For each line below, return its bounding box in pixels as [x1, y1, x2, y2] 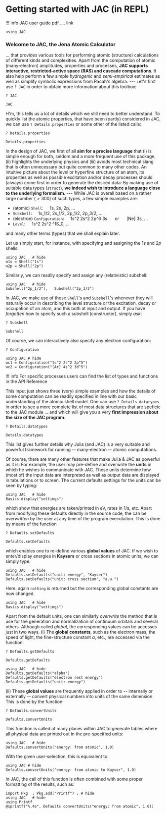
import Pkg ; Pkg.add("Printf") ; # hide [5, 791, 94, 796]
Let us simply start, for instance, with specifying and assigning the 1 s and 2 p [5, 240, 162, 246]
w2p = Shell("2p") [5, 264, 43, 269]
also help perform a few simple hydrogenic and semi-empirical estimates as [5, 73, 160, 79]
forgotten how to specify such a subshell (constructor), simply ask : [5, 311, 142, 317]
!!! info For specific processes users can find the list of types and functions [5, 373, 158, 380]
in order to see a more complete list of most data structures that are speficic [5, 404, 161, 410]
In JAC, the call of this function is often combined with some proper [5, 776, 143, 782]
